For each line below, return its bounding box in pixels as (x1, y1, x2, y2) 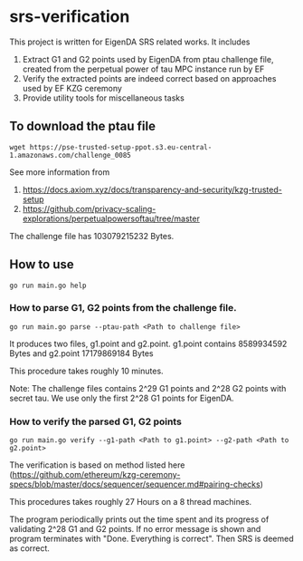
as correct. (9, 543, 50, 554)
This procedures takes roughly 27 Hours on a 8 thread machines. (9, 497, 252, 508)
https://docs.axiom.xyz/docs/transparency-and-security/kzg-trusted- (22, 184, 282, 195)
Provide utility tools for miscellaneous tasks (22, 92, 185, 103)
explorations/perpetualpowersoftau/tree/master (22, 213, 201, 224)
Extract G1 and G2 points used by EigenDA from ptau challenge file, (22, 53, 274, 64)
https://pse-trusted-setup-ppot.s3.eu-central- (29, 142, 213, 151)
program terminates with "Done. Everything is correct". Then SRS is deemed (9, 533, 294, 545)
